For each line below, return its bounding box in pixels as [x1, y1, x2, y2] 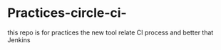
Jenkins [7, 35, 31, 44]
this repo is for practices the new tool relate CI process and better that [7, 28, 214, 37]
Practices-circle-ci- [7, 5, 127, 21]
